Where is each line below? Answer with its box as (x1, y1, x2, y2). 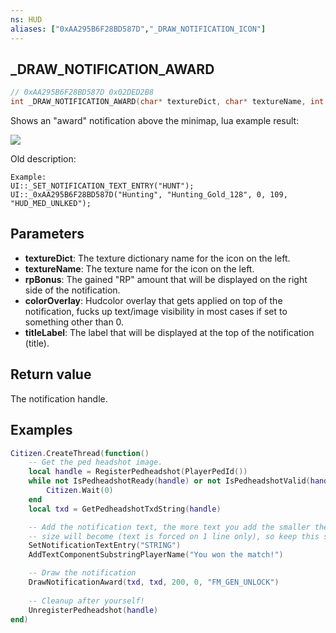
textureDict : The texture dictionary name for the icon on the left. (24, 252, 291, 264)
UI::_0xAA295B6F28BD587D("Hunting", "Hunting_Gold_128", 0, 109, (10, 190, 288, 200)
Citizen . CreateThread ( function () (10, 448, 150, 458)
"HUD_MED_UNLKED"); (10, 199, 92, 209)
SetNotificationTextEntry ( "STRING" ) (28, 541, 182, 551)
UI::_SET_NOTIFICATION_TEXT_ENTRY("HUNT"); (10, 181, 195, 191)
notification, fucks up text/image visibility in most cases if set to (24, 305, 288, 317)
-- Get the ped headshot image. (28, 457, 163, 468)
